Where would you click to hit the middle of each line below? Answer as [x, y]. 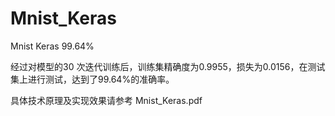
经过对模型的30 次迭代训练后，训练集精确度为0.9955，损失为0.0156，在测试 [168, 66]
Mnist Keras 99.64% [52, 46]
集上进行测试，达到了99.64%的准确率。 [92, 79]
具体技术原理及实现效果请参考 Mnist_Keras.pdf [106, 100]
